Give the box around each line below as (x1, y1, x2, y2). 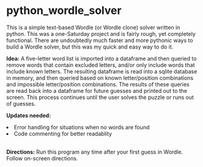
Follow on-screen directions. (6, 154, 78, 162)
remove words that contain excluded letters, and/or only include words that (6, 61, 195, 69)
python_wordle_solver (6, 4, 122, 18)
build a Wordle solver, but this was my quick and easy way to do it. (6, 43, 174, 50)
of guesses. (6, 100, 36, 107)
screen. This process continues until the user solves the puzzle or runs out (6, 94, 194, 101)
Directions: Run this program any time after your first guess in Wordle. (6, 148, 183, 155)
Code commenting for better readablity (14, 130, 112, 137)
